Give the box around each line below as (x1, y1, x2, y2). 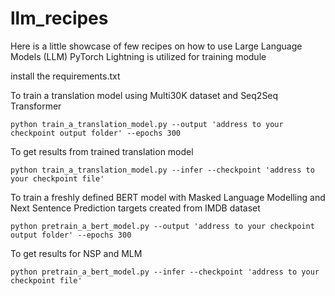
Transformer (10, 100, 62, 112)
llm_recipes (10, 7, 109, 30)
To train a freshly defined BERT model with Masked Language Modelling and (10, 191, 326, 203)
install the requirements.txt (10, 70, 121, 82)
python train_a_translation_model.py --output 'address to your (10, 119, 284, 129)
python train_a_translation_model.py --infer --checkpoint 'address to (10, 165, 315, 175)
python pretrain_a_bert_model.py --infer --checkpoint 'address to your (10, 267, 320, 277)
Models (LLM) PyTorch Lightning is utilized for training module (10, 50, 267, 62)
